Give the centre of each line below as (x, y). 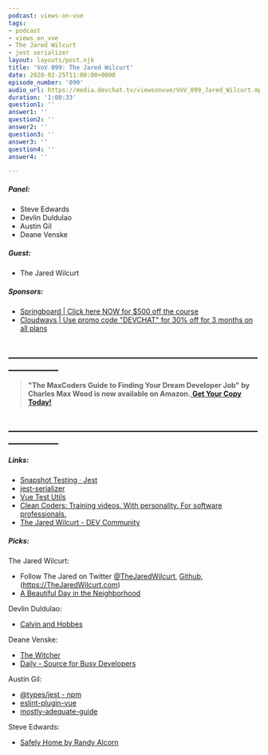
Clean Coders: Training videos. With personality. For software (121, 506)
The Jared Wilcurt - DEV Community (80, 523)
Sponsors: (26, 291)
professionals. (43, 514)
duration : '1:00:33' (43, 97)
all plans (33, 329)
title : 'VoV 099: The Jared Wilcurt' (71, 68)
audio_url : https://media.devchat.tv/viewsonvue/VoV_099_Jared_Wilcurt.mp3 (137, 90)
